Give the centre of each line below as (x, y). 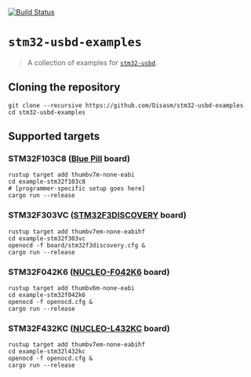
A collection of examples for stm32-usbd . (92, 62)
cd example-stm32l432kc (47, 352)
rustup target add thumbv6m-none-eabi (71, 288)
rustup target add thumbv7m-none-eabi (71, 175)
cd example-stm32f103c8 (47, 182)
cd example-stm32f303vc (47, 238)
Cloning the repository (64, 88)
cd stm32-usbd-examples (47, 112)
